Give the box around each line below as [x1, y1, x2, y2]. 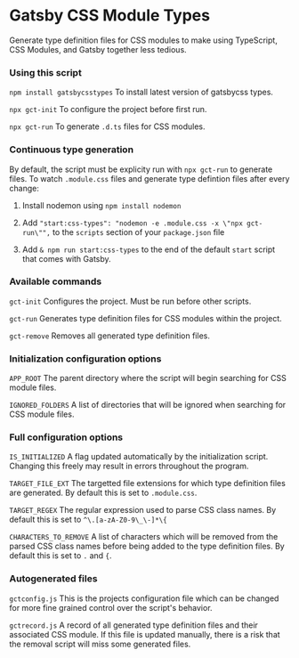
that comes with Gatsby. [21, 253, 111, 264]
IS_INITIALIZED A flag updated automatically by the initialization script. [9, 451, 269, 462]
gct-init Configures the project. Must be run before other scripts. [9, 296, 252, 306]
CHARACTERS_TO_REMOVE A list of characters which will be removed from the [9, 532, 279, 542]
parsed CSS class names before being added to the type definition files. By [9, 540, 285, 552]
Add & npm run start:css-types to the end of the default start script [21, 244, 276, 255]
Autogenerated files [9, 573, 98, 585]
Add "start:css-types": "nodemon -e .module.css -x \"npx [21, 217, 243, 228]
